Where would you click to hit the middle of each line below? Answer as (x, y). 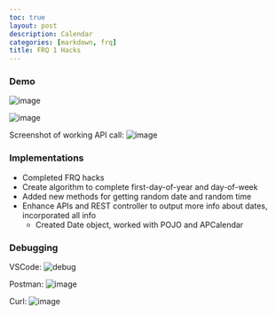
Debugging (34, 248)
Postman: (27, 284)
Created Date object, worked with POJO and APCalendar (139, 224)
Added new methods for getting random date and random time (137, 196)
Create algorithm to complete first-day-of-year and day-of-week (140, 186)
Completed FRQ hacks (63, 177)
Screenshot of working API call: (67, 135)
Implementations (47, 158)
